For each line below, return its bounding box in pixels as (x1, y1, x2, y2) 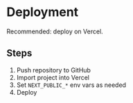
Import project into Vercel (16, 73, 90, 81)
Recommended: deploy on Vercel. (6, 27, 103, 35)
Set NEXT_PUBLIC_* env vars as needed (16, 81, 126, 89)
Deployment (6, 4, 79, 20)
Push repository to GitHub (16, 65, 91, 74)
